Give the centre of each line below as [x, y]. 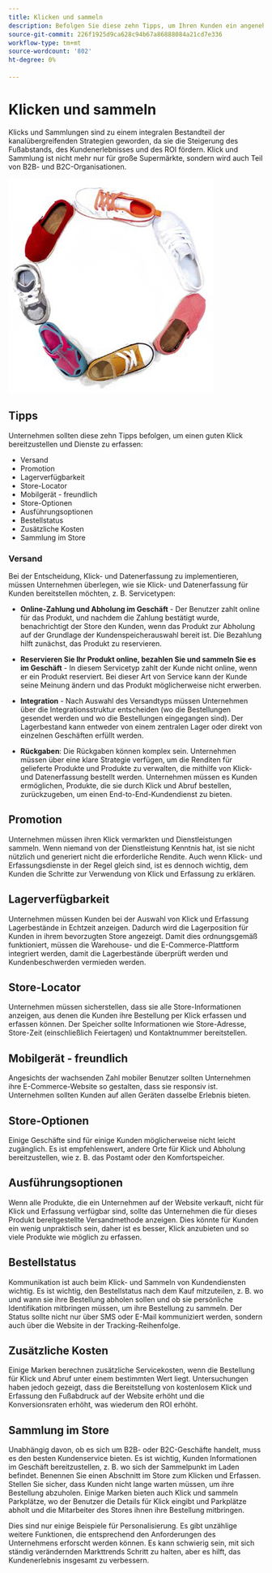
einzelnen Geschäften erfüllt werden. [82, 735]
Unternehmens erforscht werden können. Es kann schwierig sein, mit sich [132, 1543]
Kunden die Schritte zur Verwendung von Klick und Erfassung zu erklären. [132, 873]
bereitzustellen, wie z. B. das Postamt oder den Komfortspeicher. [117, 1157]
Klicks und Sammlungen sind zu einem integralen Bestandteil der [117, 132]
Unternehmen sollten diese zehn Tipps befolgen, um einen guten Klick [125, 435]
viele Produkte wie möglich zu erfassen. [75, 1237]
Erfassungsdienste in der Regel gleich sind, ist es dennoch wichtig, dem [128, 865]
